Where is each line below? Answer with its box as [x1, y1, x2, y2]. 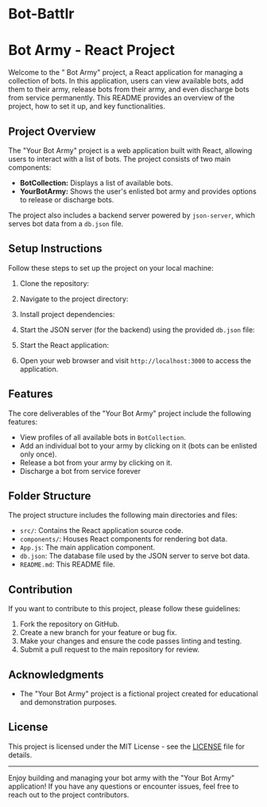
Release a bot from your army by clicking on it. [19, 457, 172, 467]
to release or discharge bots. [19, 194, 114, 204]
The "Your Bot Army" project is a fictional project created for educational [19, 689, 258, 698]
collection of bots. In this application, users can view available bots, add [8, 76, 244, 86]
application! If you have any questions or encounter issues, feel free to [8, 782, 239, 791]
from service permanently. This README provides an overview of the [8, 93, 235, 103]
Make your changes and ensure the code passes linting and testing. [19, 637, 242, 646]
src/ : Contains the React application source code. [19, 526, 184, 535]
